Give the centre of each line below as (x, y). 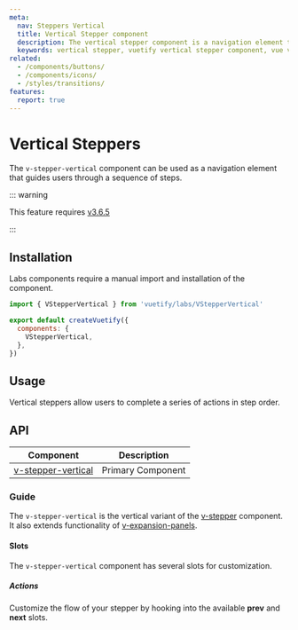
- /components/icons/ (57, 75)
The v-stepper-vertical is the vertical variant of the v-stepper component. (146, 516)
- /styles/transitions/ (61, 83)
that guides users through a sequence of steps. (96, 177)
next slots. (29, 618)
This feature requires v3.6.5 (60, 212)
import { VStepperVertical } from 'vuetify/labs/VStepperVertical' (137, 304)
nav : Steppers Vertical (61, 26)
